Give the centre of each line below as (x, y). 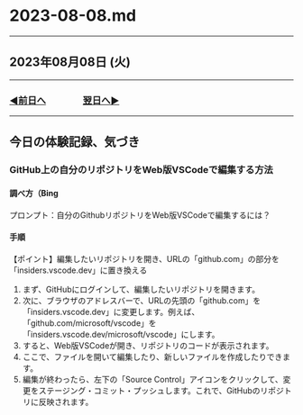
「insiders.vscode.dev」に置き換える (78, 270)
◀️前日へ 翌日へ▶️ (64, 100)
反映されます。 (66, 401)
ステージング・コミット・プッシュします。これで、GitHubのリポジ (161, 390)
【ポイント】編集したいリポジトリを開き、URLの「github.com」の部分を (144, 258)
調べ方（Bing (34, 193)
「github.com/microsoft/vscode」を (89, 323)
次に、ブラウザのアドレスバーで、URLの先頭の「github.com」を (142, 300)
